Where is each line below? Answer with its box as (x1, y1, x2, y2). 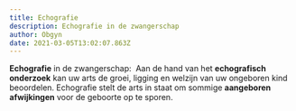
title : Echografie (9, 13, 79, 23)
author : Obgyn (9, 30, 63, 39)
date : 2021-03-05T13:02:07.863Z (9, 38, 131, 48)
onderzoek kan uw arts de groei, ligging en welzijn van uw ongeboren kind (9, 73, 288, 84)
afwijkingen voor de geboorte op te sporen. (9, 92, 173, 103)
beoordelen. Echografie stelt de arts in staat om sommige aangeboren (9, 82, 272, 93)
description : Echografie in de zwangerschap (9, 22, 180, 31)
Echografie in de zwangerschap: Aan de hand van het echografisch (9, 63, 266, 74)
